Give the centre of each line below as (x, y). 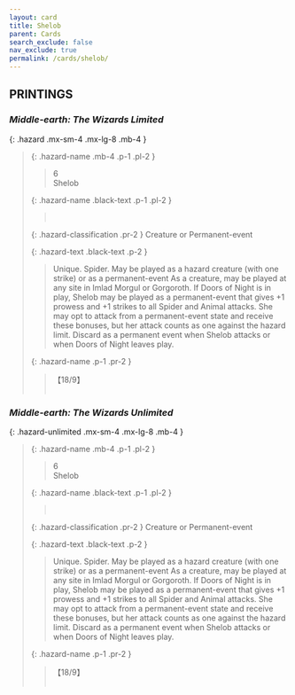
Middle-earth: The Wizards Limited (86, 120)
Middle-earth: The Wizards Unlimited (91, 412)
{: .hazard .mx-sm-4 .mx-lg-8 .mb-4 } (78, 139)
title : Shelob (35, 26)
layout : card (33, 17)
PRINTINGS (41, 94)
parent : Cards (35, 34)
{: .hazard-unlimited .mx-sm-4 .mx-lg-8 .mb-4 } (97, 432)
